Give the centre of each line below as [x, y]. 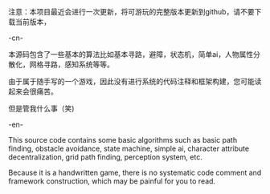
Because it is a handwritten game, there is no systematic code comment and [135, 172]
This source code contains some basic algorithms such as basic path [123, 140]
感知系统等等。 [89, 64]
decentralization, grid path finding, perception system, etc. [105, 157]
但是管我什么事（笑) [41, 108]
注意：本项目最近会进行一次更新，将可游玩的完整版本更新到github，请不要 [131, 12]
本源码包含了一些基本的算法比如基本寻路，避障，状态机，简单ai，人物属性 [131, 54]
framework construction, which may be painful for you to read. [112, 181]
